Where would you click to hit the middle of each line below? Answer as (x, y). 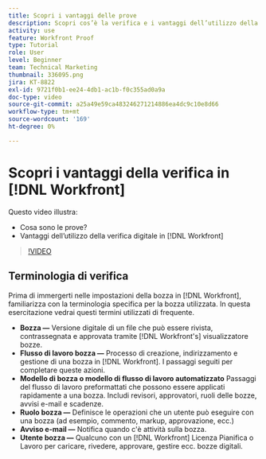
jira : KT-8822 (32, 82)
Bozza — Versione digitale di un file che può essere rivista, (116, 328)
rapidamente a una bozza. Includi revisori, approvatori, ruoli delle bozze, (138, 395)
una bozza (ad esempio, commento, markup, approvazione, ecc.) (127, 420)
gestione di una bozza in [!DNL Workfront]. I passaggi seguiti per (126, 361)
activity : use (32, 30)
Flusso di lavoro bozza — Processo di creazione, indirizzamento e (129, 353)
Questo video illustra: (43, 212)
